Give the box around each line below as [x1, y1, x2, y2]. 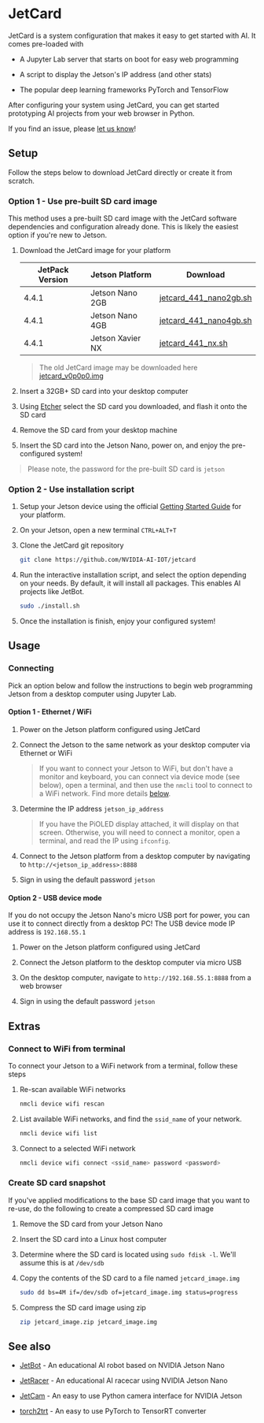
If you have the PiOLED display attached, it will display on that [38, 819, 240, 828]
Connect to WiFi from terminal [8, 1043, 126, 1054]
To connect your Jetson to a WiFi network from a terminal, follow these [8, 1061, 238, 1070]
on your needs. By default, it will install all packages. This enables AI [19, 578, 241, 588]
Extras [8, 1020, 41, 1033]
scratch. [8, 176, 35, 185]
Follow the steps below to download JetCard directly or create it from [8, 167, 233, 177]
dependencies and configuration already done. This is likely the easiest [8, 222, 239, 232]
